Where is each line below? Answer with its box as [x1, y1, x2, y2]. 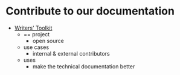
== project [23, 30, 50, 37]
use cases [23, 44, 50, 51]
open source [32, 37, 64, 44]
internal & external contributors [32, 50, 110, 57]
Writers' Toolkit [14, 24, 53, 31]
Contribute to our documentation [5, 4, 175, 18]
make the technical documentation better [32, 62, 135, 70]
